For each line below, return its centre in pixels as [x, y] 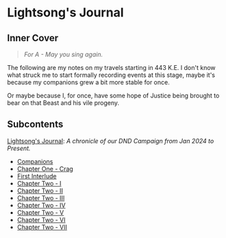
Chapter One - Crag [45, 169]
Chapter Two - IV [41, 205]
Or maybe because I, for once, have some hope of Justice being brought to [113, 95]
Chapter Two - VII [42, 227]
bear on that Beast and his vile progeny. [63, 103]
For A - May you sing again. [63, 54]
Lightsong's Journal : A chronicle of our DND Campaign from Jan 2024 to [111, 141]
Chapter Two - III [41, 198]
